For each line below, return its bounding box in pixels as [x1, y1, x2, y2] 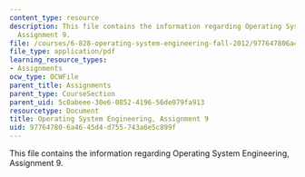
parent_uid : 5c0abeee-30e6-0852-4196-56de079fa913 [9, 97, 205, 107]
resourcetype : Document [9, 106, 100, 115]
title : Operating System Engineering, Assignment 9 [9, 114, 209, 123]
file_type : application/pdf [9, 47, 116, 56]
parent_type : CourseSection [9, 89, 116, 98]
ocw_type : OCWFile [9, 73, 79, 82]
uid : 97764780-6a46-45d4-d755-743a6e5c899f [9, 123, 177, 133]
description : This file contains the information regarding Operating [9, 22, 282, 31]
